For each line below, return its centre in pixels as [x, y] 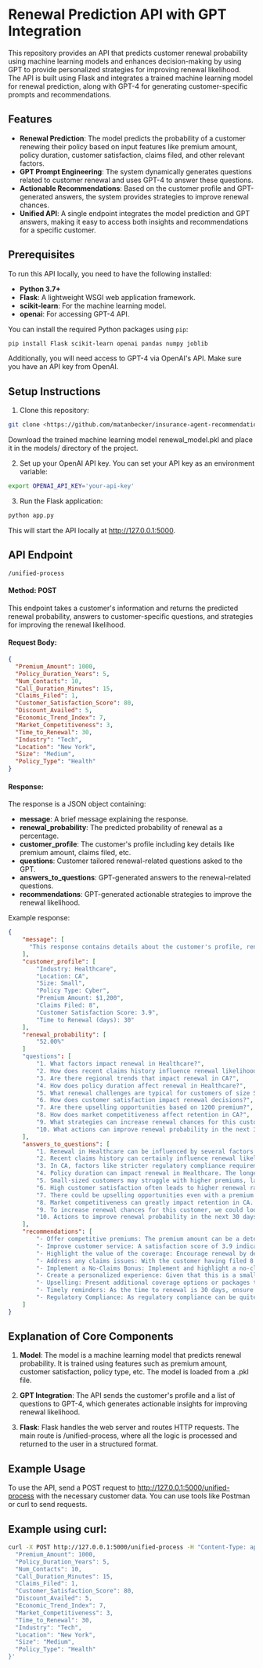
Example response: [39, 918]
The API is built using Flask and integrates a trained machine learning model [131, 78]
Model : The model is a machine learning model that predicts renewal [130, 1355]
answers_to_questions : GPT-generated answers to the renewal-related [135, 878]
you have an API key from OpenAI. [63, 367]
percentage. [39, 836]
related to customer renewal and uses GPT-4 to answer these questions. [136, 180]
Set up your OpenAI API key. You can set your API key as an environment [137, 463]
